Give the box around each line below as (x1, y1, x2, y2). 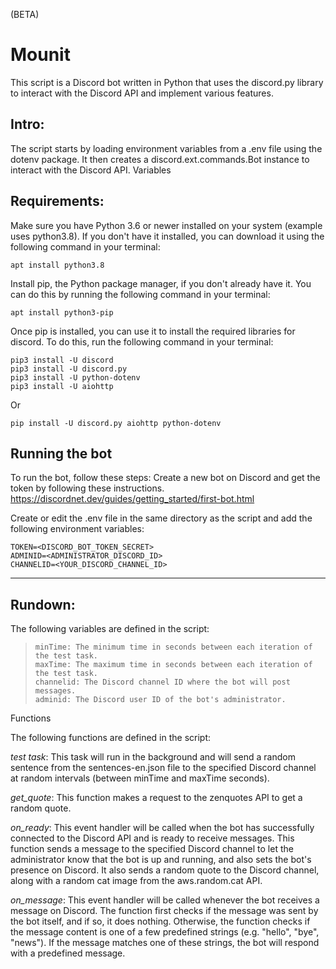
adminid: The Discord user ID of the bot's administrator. (34, 695, 287, 705)
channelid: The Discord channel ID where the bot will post (34, 677, 291, 688)
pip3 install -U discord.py (10, 364, 128, 374)
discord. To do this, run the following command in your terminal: (10, 335, 274, 348)
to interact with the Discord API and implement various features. (10, 87, 274, 99)
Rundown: (10, 596, 76, 613)
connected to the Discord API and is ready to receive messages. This (10, 832, 295, 844)
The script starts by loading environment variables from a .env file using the (10, 142, 323, 154)
